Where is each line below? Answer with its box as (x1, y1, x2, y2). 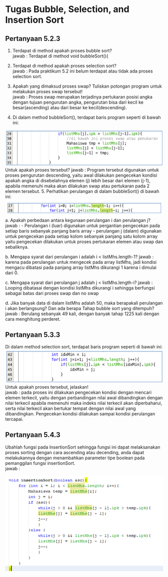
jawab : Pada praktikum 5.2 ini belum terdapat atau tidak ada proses (12, 68, 153, 74)
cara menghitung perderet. (5, 316, 61, 322)
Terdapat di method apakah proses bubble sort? (12, 48, 112, 53)
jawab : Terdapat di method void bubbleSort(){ (12, 53, 109, 59)
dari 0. (5, 269, 19, 275)
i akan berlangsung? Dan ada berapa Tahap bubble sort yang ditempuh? (5, 305, 154, 311)
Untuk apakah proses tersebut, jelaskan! (5, 384, 89, 390)
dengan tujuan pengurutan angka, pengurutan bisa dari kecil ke (12, 99, 144, 105)
